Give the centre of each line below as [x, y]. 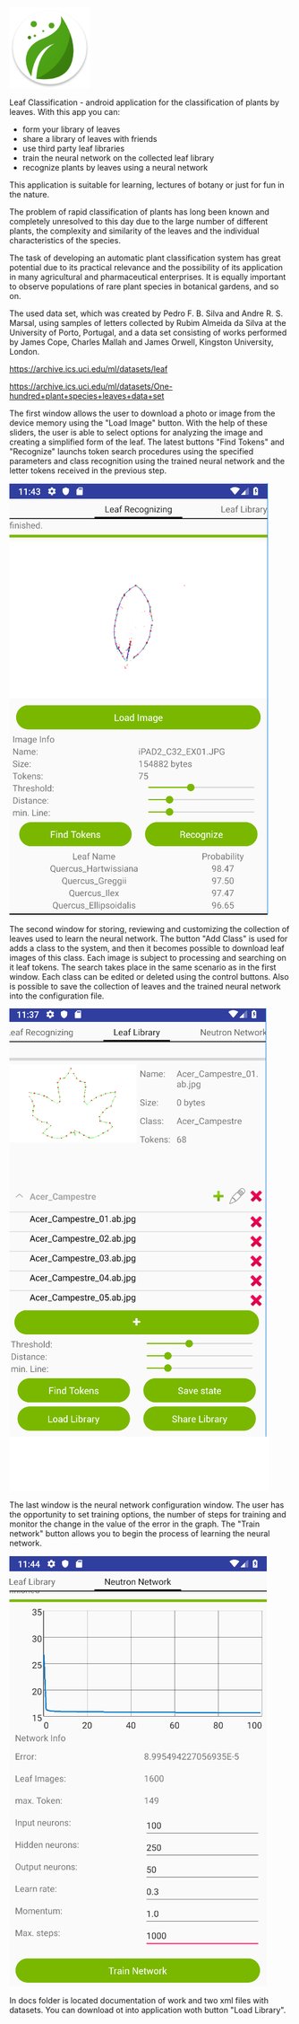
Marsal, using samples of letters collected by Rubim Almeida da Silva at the [148, 323]
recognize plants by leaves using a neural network [115, 167]
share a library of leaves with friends [90, 139]
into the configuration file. [57, 996]
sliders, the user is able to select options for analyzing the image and [136, 432]
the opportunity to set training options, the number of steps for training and [148, 1514]
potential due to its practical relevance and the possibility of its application [146, 267]
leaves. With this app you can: [65, 112]
